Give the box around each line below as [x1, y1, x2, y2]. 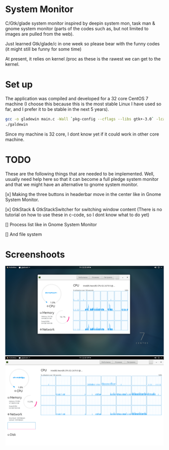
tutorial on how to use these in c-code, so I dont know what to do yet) [5, 212, 150, 218]
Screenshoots [5, 248, 65, 260]
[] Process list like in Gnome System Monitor [5, 221, 97, 227]
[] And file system [5, 231, 42, 237]
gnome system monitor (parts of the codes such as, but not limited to [5, 25, 149, 31]
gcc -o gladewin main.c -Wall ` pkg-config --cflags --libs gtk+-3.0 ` [5, 116, 154, 121]
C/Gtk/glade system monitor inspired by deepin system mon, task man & [5, 20, 155, 26]
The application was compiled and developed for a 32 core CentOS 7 [5, 95, 148, 101]
